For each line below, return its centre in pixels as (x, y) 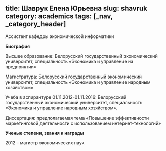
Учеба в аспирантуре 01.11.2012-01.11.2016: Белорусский (66, 97)
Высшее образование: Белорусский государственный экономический (81, 56)
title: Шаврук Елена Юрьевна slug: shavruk (76, 8)
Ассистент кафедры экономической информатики (60, 36)
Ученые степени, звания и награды (45, 133)
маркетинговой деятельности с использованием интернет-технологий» (83, 123)
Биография (18, 46)
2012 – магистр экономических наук (45, 143)
